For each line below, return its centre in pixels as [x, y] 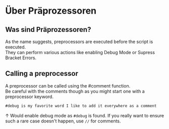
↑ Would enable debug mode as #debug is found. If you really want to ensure [85, 115]
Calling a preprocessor [42, 74]
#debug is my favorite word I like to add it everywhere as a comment [81, 106]
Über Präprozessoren [51, 11]
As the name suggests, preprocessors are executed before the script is [79, 41]
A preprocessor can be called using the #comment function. [68, 85]
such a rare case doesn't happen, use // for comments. [63, 121]
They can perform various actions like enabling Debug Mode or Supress [80, 52]
